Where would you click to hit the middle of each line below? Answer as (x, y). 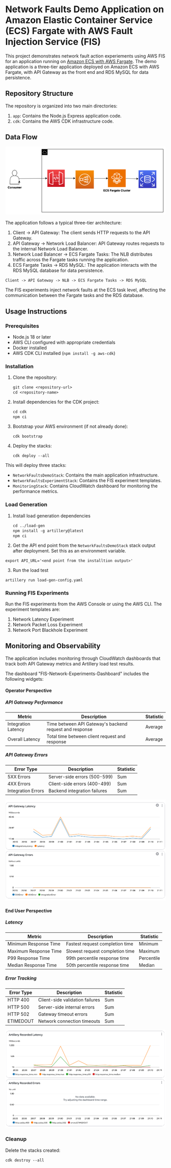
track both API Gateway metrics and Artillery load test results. (70, 663)
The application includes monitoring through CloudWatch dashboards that (83, 658)
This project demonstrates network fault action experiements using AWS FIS (85, 56)
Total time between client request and (86, 736)
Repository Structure (39, 93)
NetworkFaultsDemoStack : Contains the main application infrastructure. (86, 475)
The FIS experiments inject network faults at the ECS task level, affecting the (86, 290)
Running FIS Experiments (37, 593)
